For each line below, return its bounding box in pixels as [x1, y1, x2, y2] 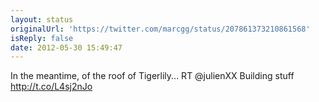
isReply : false [10, 33, 74, 43]
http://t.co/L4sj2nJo [10, 81, 93, 93]
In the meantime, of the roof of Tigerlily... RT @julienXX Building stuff [10, 70, 295, 82]
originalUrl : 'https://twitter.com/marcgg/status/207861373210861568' [10, 24, 311, 34]
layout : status [10, 14, 74, 25]
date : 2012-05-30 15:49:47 [10, 42, 123, 53]
